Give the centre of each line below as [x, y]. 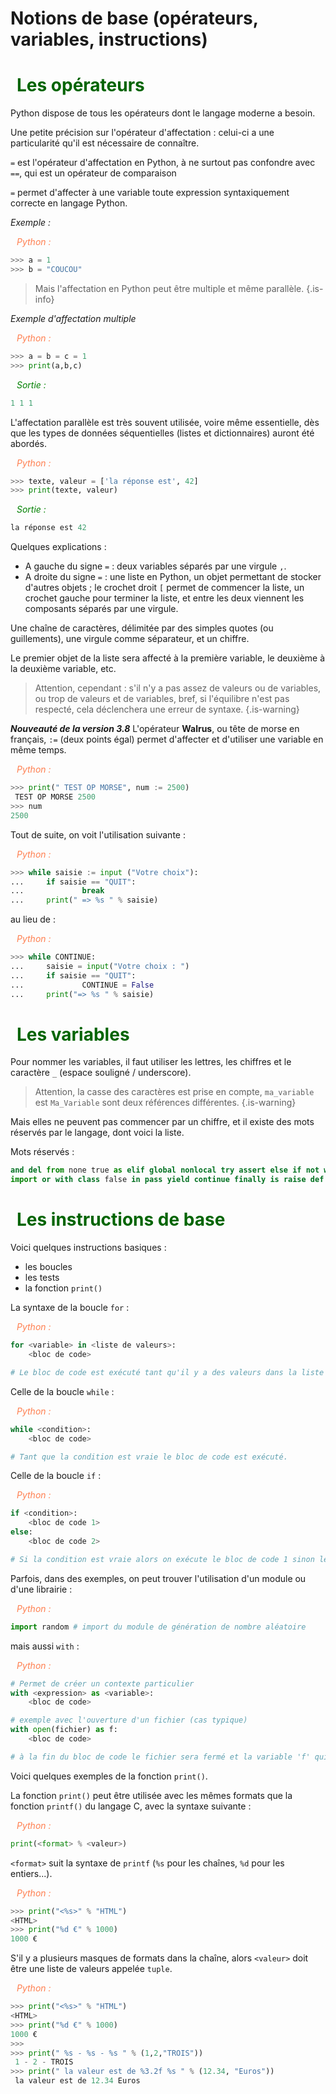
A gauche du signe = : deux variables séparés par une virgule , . [155, 566]
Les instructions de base [121, 1219]
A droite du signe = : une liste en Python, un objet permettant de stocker [173, 577]
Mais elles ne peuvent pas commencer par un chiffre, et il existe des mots [162, 1122]
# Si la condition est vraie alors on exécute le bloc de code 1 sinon [162, 1559]
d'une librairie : [41, 1589]
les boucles [48, 1267]
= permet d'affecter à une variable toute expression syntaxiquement [150, 193]
